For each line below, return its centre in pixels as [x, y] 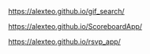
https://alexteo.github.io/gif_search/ [66, 11]
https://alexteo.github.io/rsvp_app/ [64, 41]
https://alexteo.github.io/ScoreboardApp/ [75, 26]
